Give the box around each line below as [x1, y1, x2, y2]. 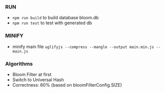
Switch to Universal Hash [12, 77, 64, 83]
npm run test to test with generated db [12, 20, 92, 26]
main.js [12, 48, 28, 54]
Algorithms [5, 60, 33, 67]
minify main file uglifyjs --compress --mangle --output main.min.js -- [12, 44, 161, 49]
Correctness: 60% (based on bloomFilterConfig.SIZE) [12, 82, 122, 88]
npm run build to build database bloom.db [12, 15, 99, 21]
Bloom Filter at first [12, 71, 52, 77]
